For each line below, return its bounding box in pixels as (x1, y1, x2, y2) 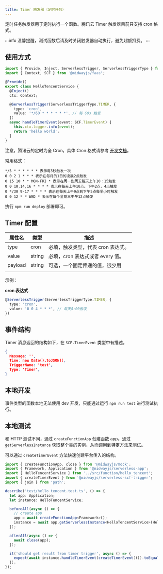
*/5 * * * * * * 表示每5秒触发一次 (5, 168, 71, 173)
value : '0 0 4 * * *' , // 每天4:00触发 (9, 307, 87, 312)
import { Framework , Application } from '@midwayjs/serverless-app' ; (5, 466, 149, 471)
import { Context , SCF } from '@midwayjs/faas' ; (5, 71, 105, 76)
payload (7, 262, 26, 269)
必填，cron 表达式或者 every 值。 (48, 253, 125, 260)
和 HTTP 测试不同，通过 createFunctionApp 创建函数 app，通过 (5, 435, 131, 441)
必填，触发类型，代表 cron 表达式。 (48, 244, 130, 251)
